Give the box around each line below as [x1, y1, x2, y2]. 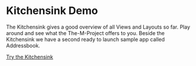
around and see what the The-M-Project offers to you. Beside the [6, 29, 165, 36]
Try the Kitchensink [6, 53, 54, 60]
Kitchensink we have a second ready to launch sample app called [6, 36, 165, 43]
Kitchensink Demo [6, 4, 98, 18]
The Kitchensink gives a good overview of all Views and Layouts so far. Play [6, 23, 190, 30]
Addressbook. [6, 42, 40, 49]
